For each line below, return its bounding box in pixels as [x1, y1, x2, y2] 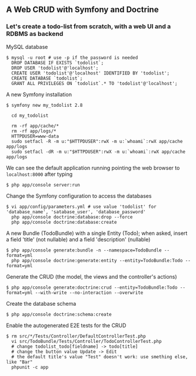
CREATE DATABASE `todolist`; [11, 75, 83, 81]
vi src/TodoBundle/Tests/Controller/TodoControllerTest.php [11, 338, 162, 344]
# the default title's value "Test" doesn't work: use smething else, [11, 354, 188, 359]
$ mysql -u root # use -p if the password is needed [6, 54, 138, 61]
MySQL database [6, 43, 48, 50]
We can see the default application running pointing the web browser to [6, 164, 180, 171]
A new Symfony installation [6, 91, 72, 98]
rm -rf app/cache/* [11, 123, 59, 129]
